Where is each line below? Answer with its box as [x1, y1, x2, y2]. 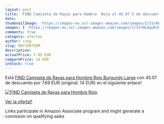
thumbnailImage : [5, 20, 38, 26]
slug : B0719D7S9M [5, 43, 41, 48]
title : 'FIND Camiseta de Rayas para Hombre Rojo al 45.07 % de [5, 12, 141, 17]
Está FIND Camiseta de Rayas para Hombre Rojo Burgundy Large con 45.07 [5, 75, 157, 81]
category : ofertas [5, 35, 42, 39]
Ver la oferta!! [5, 99, 33, 105]
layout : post [5, 7, 32, 12]
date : [5, 16, 16, 21]
